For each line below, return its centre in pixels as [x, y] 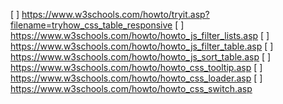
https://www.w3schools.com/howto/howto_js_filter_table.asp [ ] [142, 46]
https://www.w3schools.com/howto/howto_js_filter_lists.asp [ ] [140, 35]
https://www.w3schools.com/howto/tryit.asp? [115, 14]
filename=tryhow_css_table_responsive [91, 25]
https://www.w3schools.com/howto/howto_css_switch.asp [131, 88]
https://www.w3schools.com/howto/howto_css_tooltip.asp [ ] [136, 67]
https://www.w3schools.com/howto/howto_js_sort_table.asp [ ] [141, 57]
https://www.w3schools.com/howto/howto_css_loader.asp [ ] [136, 78]
